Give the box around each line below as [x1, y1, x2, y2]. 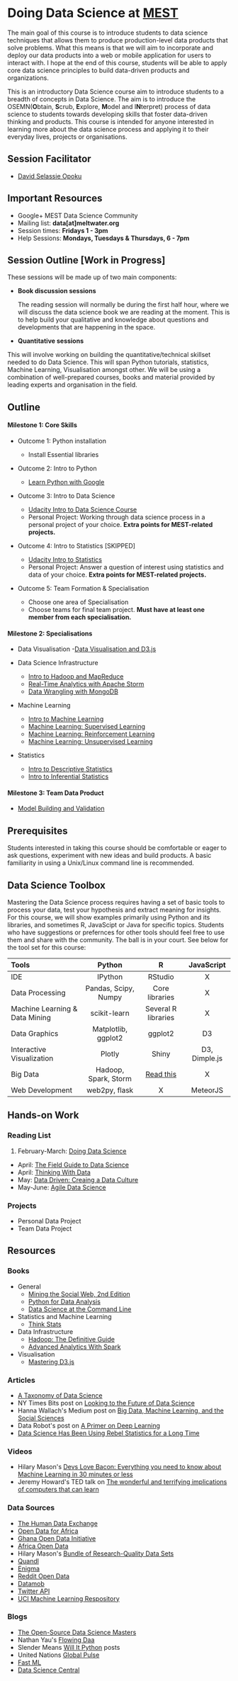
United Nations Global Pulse [17, 1651, 100, 1659]
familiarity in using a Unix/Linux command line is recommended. [7, 859, 195, 867]
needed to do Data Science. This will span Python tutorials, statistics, [7, 358, 209, 366]
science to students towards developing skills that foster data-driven [7, 110, 208, 118]
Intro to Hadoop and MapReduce [28, 672, 124, 681]
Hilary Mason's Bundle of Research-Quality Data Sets [17, 1549, 174, 1558]
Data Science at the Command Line [28, 1305, 132, 1313]
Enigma [17, 1564, 40, 1573]
